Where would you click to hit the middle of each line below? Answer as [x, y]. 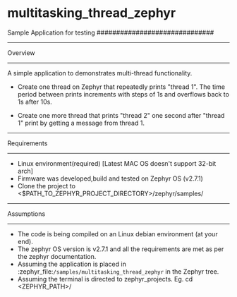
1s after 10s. [35, 102]
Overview [21, 53]
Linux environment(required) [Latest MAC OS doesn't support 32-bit [117, 163]
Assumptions [26, 214]
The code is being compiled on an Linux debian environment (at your [117, 234]
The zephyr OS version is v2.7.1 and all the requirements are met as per [121, 249]
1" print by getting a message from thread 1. [81, 123]
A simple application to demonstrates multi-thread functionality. [100, 73]
